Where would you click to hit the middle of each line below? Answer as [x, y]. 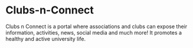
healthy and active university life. [46, 39]
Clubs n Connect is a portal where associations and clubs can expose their [96, 26]
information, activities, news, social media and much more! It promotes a [94, 32]
